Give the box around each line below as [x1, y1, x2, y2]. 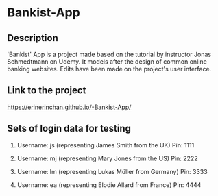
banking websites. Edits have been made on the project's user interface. [7, 65, 212, 73]
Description [7, 32, 58, 44]
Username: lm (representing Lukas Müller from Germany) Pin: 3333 [16, 167, 208, 175]
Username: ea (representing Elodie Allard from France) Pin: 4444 [16, 180, 202, 189]
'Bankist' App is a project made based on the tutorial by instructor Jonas [7, 50, 211, 58]
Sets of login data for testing [7, 123, 132, 134]
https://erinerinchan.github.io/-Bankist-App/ [7, 103, 132, 111]
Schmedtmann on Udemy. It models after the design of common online [7, 58, 207, 66]
